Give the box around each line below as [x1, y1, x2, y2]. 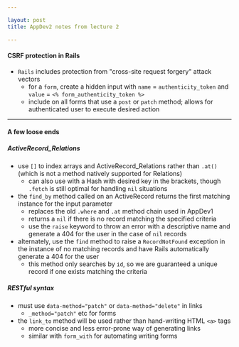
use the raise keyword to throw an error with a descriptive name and [28, 222, 230, 231]
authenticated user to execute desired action [28, 104, 160, 114]
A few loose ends [7, 128, 60, 136]
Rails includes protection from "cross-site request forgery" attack [17, 67, 212, 75]
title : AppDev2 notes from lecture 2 [7, 23, 119, 31]
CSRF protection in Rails [7, 51, 80, 60]
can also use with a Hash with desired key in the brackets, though [28, 177, 221, 185]
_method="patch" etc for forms [28, 309, 117, 318]
